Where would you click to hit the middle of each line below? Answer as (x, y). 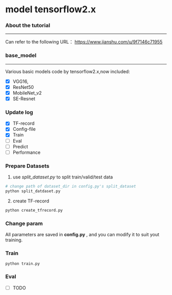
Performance (27, 152)
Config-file (24, 129)
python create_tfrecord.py (34, 210)
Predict (20, 146)
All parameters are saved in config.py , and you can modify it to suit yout (82, 234)
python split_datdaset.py (33, 191)
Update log (19, 112)
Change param (24, 223)
